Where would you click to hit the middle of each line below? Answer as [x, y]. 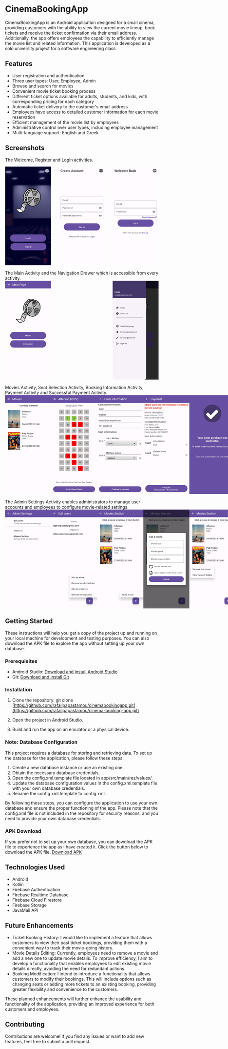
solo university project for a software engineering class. [61, 48]
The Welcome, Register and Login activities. [49, 160]
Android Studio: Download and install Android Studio [65, 672]
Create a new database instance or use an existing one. [68, 767]
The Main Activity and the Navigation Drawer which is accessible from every [82, 273]
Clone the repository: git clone [42, 700]
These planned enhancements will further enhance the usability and [73, 999]
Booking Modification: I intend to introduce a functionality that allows [81, 974]
